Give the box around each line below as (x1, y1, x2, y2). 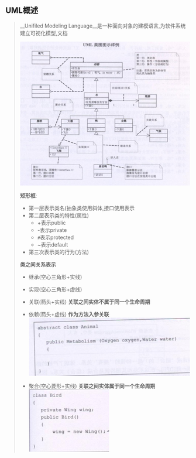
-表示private (37, 227, 67, 234)
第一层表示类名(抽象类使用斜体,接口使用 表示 (28, 204, 135, 212)
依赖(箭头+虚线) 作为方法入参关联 (28, 311, 109, 318)
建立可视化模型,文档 (19, 29, 68, 36)
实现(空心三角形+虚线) (28, 286, 82, 293)
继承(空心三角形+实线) (28, 274, 82, 281)
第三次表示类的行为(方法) (28, 248, 89, 256)
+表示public (37, 219, 66, 227)
